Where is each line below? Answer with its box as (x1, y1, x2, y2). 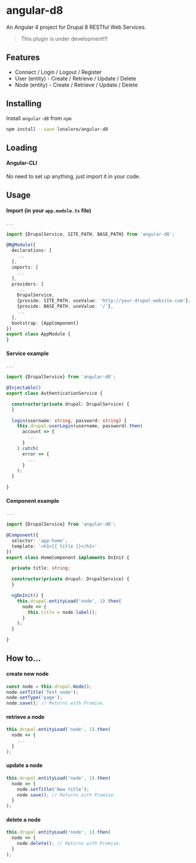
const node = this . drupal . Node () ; (6, 684, 93, 690)
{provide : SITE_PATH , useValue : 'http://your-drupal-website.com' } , (17, 298, 191, 304)
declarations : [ (11, 247, 52, 254)
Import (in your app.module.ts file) (6, 207, 91, 214)
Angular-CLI (6, 160, 38, 167)
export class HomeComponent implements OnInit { (6, 555, 130, 561)
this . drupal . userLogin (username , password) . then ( (17, 423, 143, 429)
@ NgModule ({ (6, 242, 36, 248)
